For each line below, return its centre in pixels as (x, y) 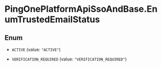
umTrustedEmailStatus (52, 19)
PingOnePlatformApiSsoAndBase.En (81, 9)
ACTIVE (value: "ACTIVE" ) (36, 50)
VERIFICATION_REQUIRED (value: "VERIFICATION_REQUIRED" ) (69, 59)
